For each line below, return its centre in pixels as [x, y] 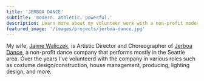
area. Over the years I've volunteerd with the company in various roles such [101, 59]
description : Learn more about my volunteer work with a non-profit [95, 23]
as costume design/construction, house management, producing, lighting [98, 65]
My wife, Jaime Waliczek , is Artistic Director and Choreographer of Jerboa [99, 46]
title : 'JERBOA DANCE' [35, 12]
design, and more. [29, 72]
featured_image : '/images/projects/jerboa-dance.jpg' [76, 29]
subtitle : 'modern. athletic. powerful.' [59, 18]
